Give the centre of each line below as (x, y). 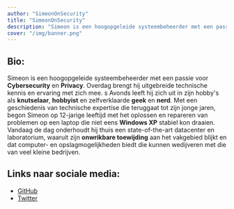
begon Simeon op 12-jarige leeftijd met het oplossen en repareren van (108, 115)
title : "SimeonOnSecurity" (46, 20)
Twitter (28, 198)
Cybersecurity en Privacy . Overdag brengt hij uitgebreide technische (107, 86)
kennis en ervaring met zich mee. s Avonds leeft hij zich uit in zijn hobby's (113, 93)
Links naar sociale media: (64, 174)
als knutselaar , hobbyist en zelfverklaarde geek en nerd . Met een (102, 100)
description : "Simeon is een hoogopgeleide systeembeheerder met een (110, 26)
